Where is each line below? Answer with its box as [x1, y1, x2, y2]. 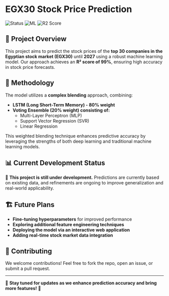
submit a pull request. [5, 265, 50, 271]
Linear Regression [20, 123, 58, 129]
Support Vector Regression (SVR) [20, 118, 90, 124]
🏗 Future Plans [5, 200, 55, 209]
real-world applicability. [5, 185, 54, 191]
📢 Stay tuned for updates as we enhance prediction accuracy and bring [5, 280, 157, 286]
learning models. [5, 143, 40, 149]
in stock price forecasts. [5, 64, 55, 70]
